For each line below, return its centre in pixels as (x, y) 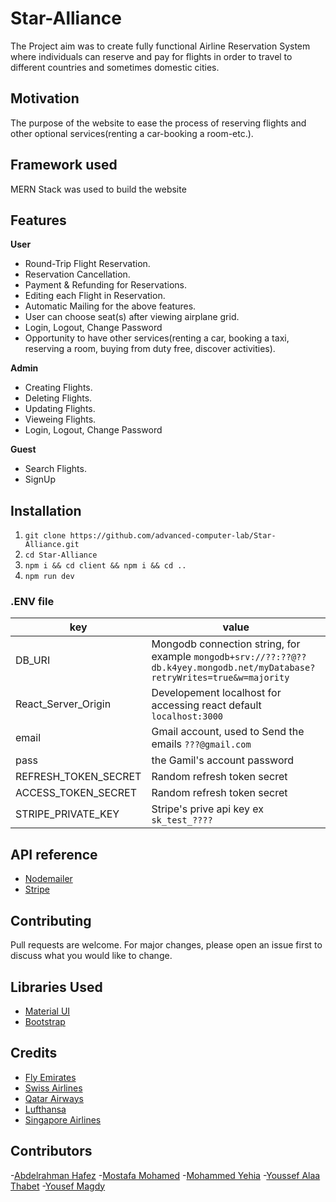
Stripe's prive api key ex (207, 809)
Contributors (51, 1151)
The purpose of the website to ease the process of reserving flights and (158, 123)
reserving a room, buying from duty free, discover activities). (150, 349)
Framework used (64, 165)
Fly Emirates (50, 1077)
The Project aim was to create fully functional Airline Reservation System (160, 46)
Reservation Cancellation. (77, 274)
